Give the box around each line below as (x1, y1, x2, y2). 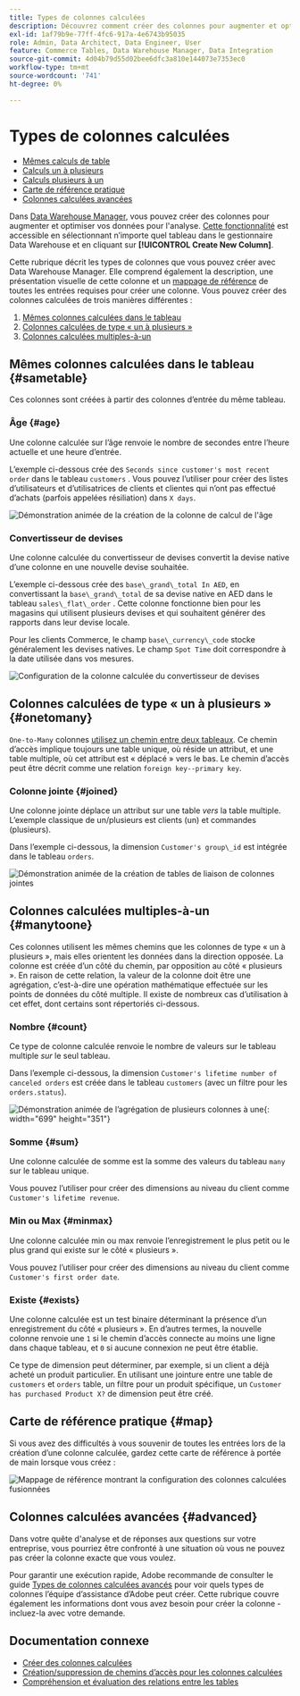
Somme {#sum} (9, 1136, 79, 1148)
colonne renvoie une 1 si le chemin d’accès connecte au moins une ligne (9, 1333, 276, 1344)
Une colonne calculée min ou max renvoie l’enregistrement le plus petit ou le (9, 1235, 290, 1246)
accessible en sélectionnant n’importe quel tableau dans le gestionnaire (9, 230, 273, 240)
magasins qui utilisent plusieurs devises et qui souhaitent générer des (9, 607, 266, 617)
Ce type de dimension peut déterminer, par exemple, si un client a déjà (9, 1360, 270, 1371)
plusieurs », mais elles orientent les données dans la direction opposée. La (9, 951, 284, 961)
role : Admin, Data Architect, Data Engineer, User (9, 38, 202, 47)
